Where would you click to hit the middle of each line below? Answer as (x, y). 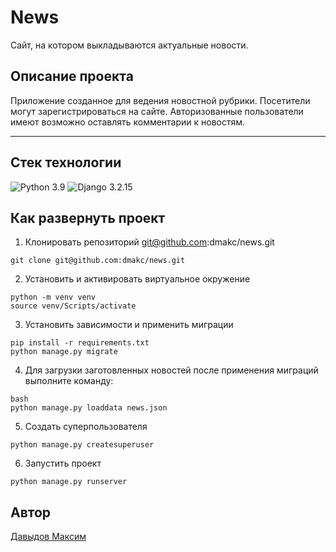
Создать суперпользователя (86, 427)
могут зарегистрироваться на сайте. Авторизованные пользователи (157, 111)
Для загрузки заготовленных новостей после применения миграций (171, 370)
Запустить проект (63, 463)
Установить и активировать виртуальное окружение (137, 279)
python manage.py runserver (69, 482)
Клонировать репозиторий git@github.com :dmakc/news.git (149, 242)
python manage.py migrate (64, 352)
